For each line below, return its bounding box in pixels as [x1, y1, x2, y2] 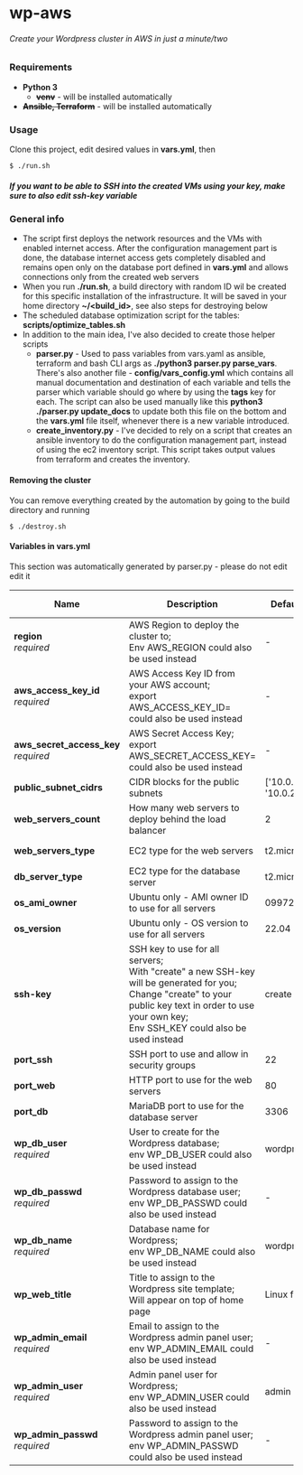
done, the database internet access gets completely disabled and [22, 252, 266, 264]
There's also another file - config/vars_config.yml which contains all [35, 368, 294, 378]
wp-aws [9, 3, 72, 23]
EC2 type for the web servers [129, 844, 254, 856]
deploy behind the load [129, 812, 227, 825]
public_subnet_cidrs [14, 780, 104, 793]
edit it [9, 570, 31, 581]
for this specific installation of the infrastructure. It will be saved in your [22, 291, 287, 302]
